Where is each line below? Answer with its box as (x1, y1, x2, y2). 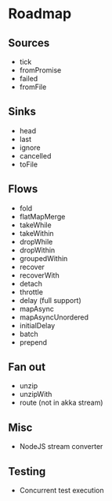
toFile (19, 159, 38, 169)
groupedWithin (19, 253, 68, 263)
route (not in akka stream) (19, 398, 103, 407)
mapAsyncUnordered (19, 312, 89, 322)
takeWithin (19, 228, 54, 237)
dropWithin (19, 245, 56, 255)
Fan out (8, 361, 45, 374)
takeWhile (19, 220, 52, 230)
